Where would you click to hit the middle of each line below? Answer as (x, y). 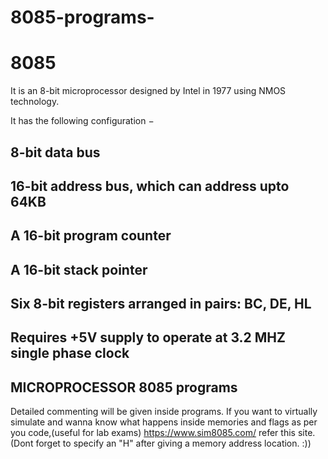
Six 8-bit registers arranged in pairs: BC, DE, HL (161, 304)
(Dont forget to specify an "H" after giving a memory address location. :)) (161, 443)
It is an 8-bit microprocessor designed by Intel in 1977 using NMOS (148, 91)
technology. (35, 102)
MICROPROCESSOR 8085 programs (124, 387)
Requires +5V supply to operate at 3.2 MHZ (148, 337)
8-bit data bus (55, 152)
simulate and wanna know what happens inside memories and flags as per (164, 422)
